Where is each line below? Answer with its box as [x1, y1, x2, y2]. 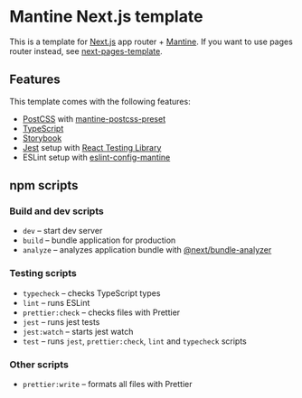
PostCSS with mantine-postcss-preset [22, 113, 165, 124]
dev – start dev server [22, 226, 103, 236]
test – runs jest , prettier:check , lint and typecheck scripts [22, 336, 247, 347]
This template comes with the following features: [9, 96, 192, 106]
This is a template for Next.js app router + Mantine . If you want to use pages [9, 36, 294, 47]
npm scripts [9, 178, 79, 193]
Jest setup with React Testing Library [22, 142, 162, 153]
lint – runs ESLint [22, 297, 90, 308]
